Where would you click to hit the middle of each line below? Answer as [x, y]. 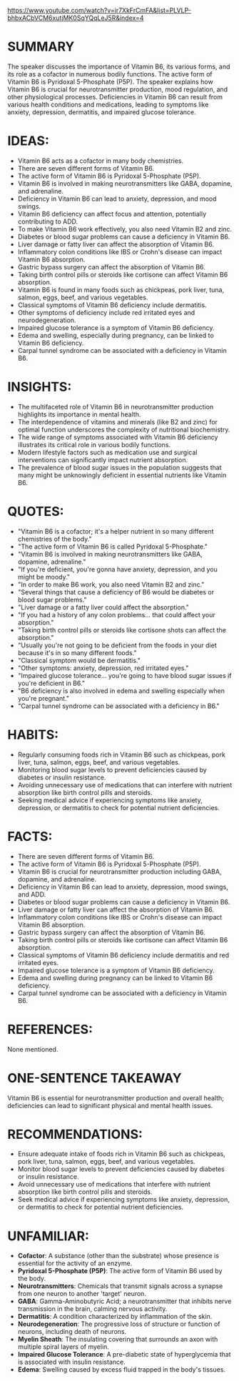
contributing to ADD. [48, 221]
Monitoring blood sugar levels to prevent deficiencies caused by [112, 769]
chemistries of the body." [55, 539]
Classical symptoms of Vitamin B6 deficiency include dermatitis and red [123, 955]
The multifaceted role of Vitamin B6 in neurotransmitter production [116, 407]
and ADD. [32, 894]
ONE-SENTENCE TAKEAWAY [95, 1078]
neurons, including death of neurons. [72, 1332]
